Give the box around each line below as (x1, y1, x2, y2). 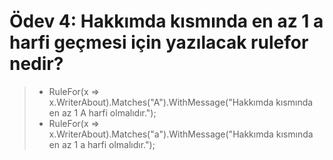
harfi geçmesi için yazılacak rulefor (9, 31, 309, 54)
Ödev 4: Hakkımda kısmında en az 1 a (9, 10, 324, 33)
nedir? (9, 53, 64, 75)
